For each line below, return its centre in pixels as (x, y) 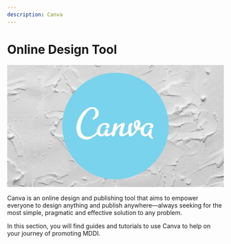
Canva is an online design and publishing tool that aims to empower (103, 198)
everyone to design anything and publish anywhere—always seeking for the (114, 205)
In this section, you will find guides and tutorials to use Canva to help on (109, 226)
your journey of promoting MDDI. (54, 233)
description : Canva (35, 14)
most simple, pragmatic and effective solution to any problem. (95, 212)
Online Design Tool (62, 49)
